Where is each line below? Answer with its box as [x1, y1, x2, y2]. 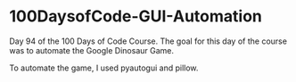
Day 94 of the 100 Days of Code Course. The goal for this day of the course [9, 36, 288, 46]
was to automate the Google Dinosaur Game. [9, 45, 174, 55]
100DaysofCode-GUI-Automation [9, 6, 263, 27]
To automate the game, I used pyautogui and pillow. [9, 62, 199, 73]
